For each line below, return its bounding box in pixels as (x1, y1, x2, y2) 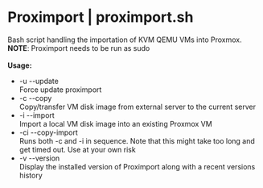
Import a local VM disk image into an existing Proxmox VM (18, 119, 212, 128)
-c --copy (18, 93, 52, 102)
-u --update (18, 76, 60, 86)
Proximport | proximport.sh (7, 8, 194, 27)
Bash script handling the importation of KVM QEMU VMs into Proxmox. (7, 35, 242, 44)
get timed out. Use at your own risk (18, 144, 136, 154)
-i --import (18, 110, 55, 120)
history (18, 170, 43, 180)
